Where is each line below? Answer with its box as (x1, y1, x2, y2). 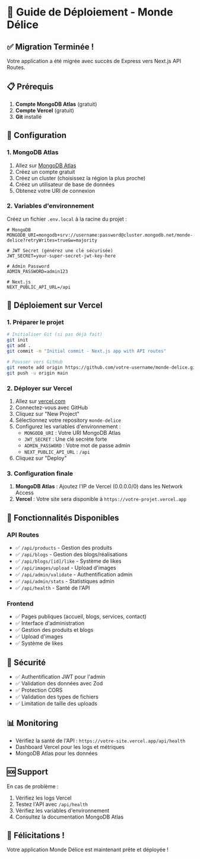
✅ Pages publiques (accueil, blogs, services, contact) (15, 613, 147, 620)
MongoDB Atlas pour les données (15, 750, 98, 757)
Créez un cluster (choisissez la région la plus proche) (15, 174, 146, 181)
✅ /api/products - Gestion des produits (15, 544, 112, 551)
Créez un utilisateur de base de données (15, 181, 115, 188)
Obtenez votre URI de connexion (15, 187, 96, 194)
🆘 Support (7, 767, 48, 777)
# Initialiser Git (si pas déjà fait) (7, 331, 103, 338)
